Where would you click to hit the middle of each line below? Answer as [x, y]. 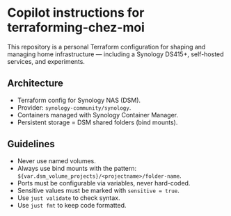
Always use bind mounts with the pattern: [77, 168]
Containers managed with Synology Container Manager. [98, 115]
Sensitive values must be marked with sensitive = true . [98, 190]
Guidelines [31, 144]
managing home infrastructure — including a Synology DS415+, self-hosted [115, 54]
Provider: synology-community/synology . [74, 107]
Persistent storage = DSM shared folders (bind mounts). [97, 122]
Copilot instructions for [76, 13]
